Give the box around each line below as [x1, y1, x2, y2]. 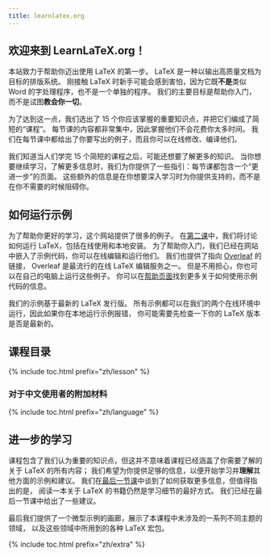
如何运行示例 [8, 208, 73, 222]
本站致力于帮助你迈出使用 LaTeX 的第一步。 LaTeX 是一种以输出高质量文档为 [8, 66, 262, 77]
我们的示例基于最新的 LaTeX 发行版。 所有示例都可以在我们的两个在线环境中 [8, 298, 260, 308]
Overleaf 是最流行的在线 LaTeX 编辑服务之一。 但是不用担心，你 [31, 261, 244, 271]
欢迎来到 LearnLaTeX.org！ [8, 44, 147, 57]
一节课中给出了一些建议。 [15, 496, 101, 506]
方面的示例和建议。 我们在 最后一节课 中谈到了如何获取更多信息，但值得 [15, 476, 251, 486]
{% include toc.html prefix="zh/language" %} [8, 407, 160, 417]
